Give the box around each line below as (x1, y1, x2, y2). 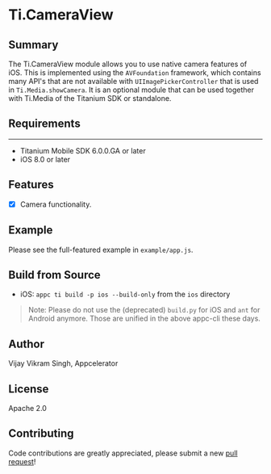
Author (8, 337, 44, 350)
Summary (8, 38, 59, 52)
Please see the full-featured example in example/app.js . (8, 245, 194, 254)
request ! (8, 456, 36, 466)
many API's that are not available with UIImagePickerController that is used (8, 77, 259, 86)
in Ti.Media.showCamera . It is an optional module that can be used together (8, 85, 255, 94)
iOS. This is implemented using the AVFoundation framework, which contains (8, 68, 261, 78)
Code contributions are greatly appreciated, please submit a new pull (8, 448, 238, 458)
